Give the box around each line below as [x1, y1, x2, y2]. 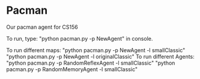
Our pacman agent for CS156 [6, 23, 78, 31]
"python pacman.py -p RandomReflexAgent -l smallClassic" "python [6, 59, 175, 66]
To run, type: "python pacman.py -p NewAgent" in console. [6, 35, 153, 42]
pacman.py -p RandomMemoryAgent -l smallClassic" [6, 65, 138, 72]
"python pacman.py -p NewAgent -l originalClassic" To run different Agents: [6, 53, 195, 60]
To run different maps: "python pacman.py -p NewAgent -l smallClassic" [6, 46, 186, 54]
